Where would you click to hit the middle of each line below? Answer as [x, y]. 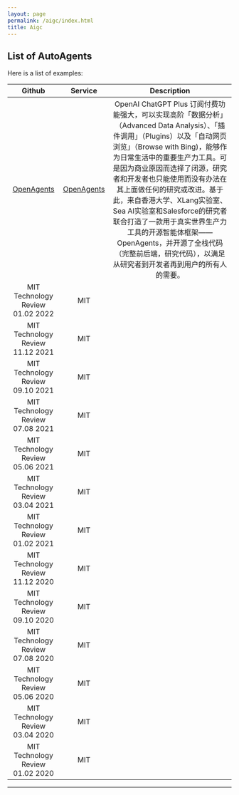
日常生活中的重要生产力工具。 [170, 157]
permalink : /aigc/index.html [51, 21]
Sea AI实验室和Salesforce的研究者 [170, 211]
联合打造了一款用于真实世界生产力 [170, 222]
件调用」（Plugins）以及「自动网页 [170, 136]
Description [170, 91]
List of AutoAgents [50, 56]
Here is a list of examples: [45, 73]
